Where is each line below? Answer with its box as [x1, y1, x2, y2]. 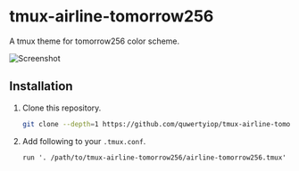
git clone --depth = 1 [21, 119, 99, 128]
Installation [9, 78, 73, 94]
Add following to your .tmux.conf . [21, 135, 146, 146]
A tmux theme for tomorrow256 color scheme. [9, 36, 180, 46]
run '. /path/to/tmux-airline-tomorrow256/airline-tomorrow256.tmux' [21, 153, 287, 162]
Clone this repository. [21, 102, 102, 113]
